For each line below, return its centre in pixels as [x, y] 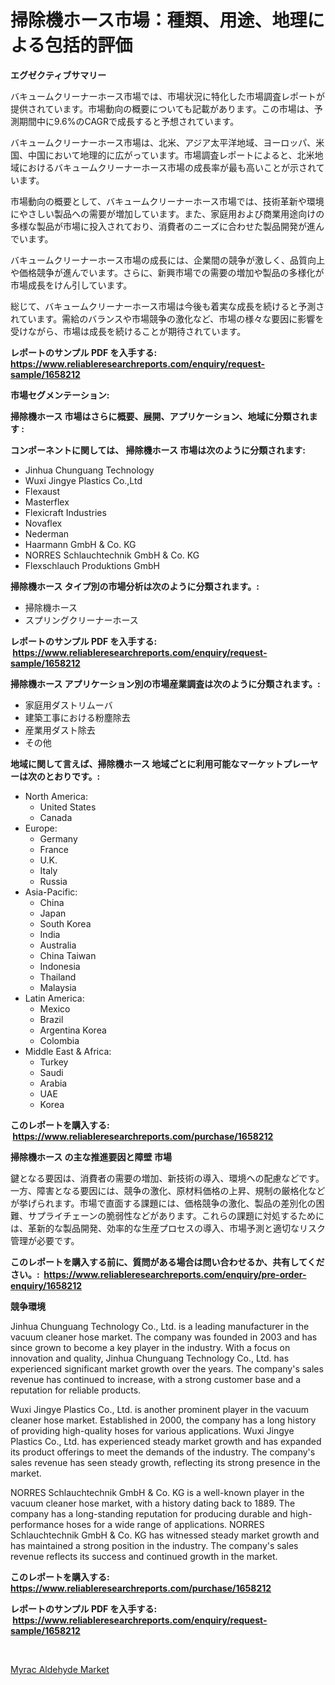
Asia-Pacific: [51, 892]
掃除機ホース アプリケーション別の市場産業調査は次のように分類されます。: [165, 683]
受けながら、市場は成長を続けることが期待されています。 [128, 331]
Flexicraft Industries [65, 512]
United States [68, 807]
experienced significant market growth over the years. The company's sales [167, 1368]
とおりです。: [72, 776]
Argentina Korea [73, 1030]
